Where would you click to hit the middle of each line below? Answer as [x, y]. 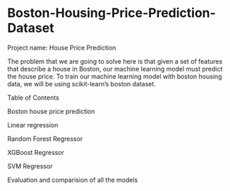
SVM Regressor [30, 166]
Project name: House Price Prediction [62, 47]
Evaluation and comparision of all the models [73, 180]
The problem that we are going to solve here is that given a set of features [115, 61]
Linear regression [33, 125]
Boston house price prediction [51, 111]
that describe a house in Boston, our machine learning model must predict [115, 69]
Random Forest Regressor [45, 139]
